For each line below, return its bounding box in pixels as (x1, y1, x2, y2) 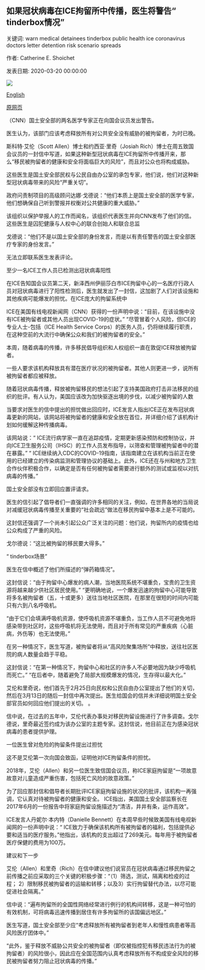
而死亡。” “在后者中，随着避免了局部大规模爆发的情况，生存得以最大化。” (6, 671, 186, 678)
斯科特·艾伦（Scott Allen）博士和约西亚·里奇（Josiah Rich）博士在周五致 (6, 143, 189, 150)
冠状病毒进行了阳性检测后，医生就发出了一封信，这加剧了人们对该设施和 (16, 287, 199, 294)
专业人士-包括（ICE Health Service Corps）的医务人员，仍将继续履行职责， (6, 323, 196, 330)
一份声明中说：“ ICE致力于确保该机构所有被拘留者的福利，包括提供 (22, 823, 190, 830)
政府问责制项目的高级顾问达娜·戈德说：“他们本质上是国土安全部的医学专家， (6, 192, 198, 199)
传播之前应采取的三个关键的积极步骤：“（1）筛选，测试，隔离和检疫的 (11, 872, 185, 879)
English (6, 91, 25, 98)
